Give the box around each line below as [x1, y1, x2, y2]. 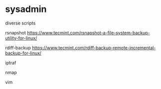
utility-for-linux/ [5, 35, 37, 41]
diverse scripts [5, 20, 36, 26]
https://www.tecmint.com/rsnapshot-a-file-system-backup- [26, 29, 151, 35]
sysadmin [5, 3, 47, 15]
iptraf [5, 59, 16, 65]
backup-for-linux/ [5, 50, 41, 56]
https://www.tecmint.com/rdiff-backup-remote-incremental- [31, 44, 156, 50]
